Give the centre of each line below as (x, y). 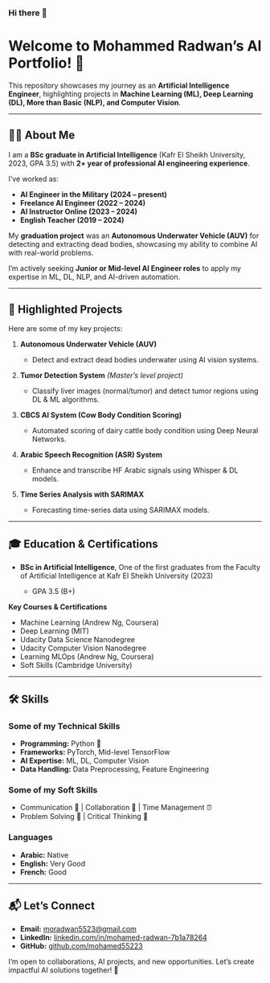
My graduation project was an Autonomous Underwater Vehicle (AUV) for (134, 236)
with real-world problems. (51, 252)
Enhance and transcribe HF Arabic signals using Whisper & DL (135, 470)
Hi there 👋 (28, 13)
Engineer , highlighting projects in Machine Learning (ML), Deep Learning (131, 94)
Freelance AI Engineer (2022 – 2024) (83, 203)
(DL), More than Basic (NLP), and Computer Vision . (94, 102)
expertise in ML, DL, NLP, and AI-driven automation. (94, 276)
